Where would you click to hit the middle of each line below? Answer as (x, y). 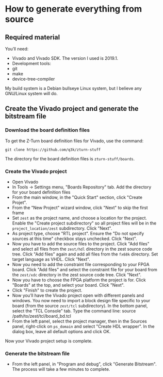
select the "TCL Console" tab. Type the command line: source (74, 311)
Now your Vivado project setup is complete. (49, 341)
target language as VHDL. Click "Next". (51, 259)
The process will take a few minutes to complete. (61, 369)
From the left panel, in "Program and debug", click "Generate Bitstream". (84, 364)
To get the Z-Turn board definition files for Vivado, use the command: (74, 141)
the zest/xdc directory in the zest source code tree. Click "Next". (77, 274)
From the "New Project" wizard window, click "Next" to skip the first (80, 207)
